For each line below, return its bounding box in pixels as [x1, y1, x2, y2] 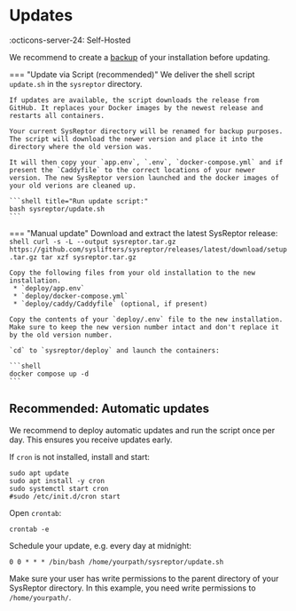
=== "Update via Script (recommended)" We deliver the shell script [9, 68, 255, 80]
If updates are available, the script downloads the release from [9, 95, 260, 105]
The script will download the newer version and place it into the [9, 134, 264, 143]
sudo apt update [9, 468, 69, 478]
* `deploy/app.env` [12, 283, 86, 293]
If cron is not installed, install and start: [9, 451, 151, 462]
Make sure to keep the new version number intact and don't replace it [9, 322, 279, 331]
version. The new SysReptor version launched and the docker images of [9, 173, 279, 182]
